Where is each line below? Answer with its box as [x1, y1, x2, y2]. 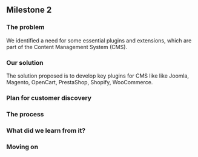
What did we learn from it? [6, 126, 86, 135]
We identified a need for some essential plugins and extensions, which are [6, 36, 192, 44]
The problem [6, 23, 45, 32]
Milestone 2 [6, 5, 52, 15]
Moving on [6, 142, 38, 151]
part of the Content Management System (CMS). [6, 43, 128, 50]
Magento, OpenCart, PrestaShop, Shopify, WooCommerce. [6, 78, 153, 85]
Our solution [6, 58, 44, 67]
